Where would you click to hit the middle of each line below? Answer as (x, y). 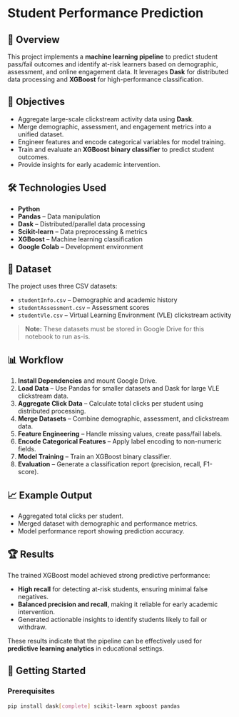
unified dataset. (41, 134)
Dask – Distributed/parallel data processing (81, 224)
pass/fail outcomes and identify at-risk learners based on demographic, (113, 64)
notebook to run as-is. (57, 336)
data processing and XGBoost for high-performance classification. (106, 79)
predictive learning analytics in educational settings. (86, 648)
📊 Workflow (36, 360)
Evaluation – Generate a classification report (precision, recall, (110, 464)
